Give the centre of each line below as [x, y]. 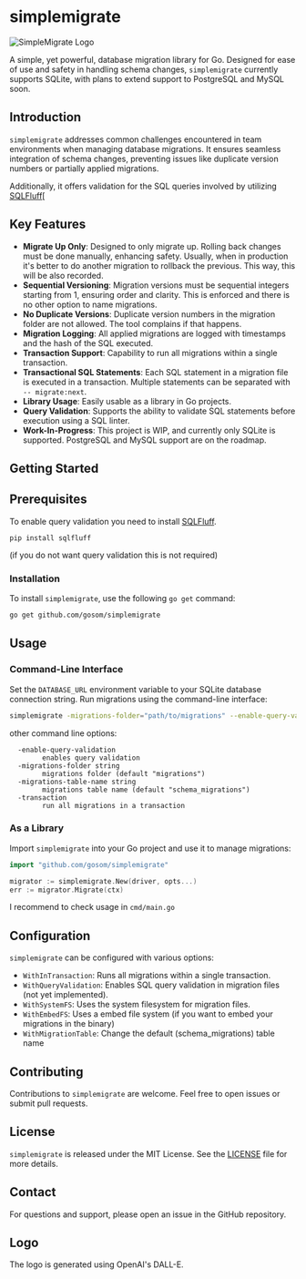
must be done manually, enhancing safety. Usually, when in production [155, 256]
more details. [34, 1163]
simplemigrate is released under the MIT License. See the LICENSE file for [148, 1153]
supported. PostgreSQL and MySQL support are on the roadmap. [144, 440]
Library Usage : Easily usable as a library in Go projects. [127, 401]
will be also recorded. [63, 275]
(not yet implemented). [66, 995]
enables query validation [92, 758]
